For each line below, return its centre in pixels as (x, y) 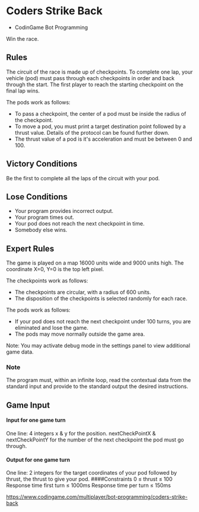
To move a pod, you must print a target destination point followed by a (100, 126)
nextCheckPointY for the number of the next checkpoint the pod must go (95, 440)
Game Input (28, 405)
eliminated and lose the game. (52, 328)
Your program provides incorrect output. (64, 211)
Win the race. (23, 39)
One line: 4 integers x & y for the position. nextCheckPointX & (81, 434)
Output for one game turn (38, 459)
